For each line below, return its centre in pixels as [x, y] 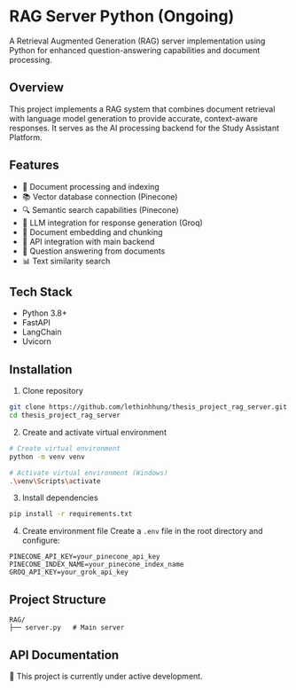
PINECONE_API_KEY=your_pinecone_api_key [85, 557]
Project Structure [58, 599]
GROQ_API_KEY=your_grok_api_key [69, 572]
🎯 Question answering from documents [93, 251]
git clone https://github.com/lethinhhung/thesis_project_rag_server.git [148, 407]
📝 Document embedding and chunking [92, 231]
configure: [41, 541]
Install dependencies [60, 498]
